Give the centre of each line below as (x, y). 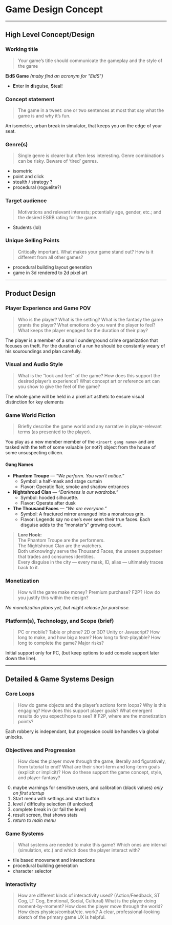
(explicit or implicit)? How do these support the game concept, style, (90, 772)
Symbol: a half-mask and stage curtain (61, 481)
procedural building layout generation (52, 267)
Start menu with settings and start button (56, 798)
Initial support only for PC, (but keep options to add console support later (82, 652)
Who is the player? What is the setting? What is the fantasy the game (90, 319)
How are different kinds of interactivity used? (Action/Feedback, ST (89, 895)
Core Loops (20, 694)
